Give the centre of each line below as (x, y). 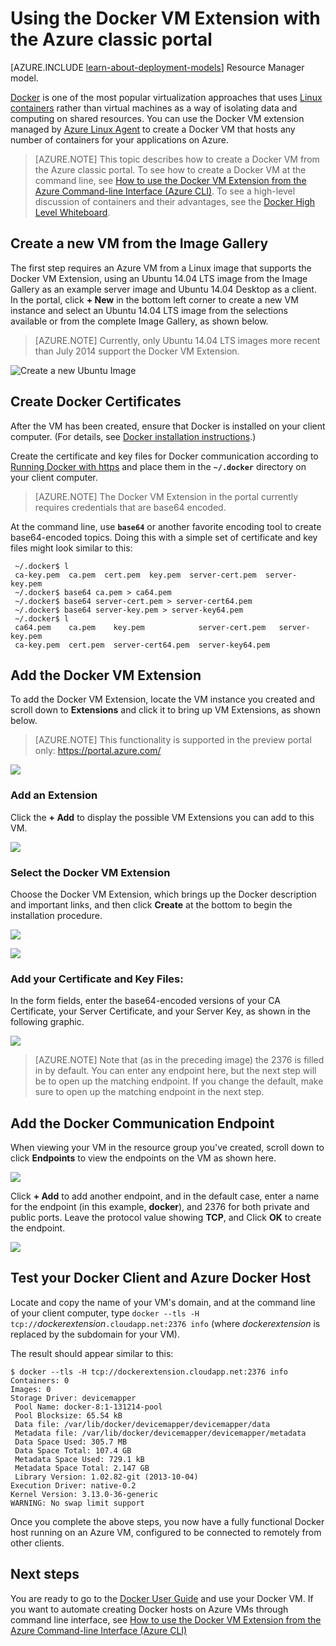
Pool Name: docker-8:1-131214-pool (88, 1407)
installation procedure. (56, 915)
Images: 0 (31, 1389)
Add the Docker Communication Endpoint (142, 1123)
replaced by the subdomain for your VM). (95, 1334)
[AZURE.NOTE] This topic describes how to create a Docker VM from (177, 159)
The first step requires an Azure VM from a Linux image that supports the (161, 268)
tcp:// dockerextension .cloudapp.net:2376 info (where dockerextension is (165, 1323)
